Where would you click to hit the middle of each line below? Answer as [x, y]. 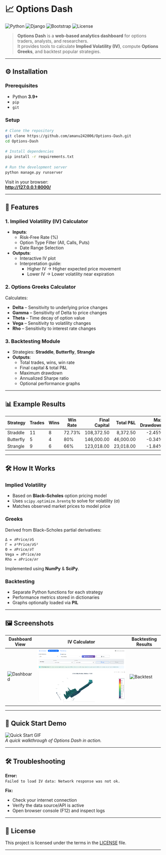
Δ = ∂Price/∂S [20, 540]
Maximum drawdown [41, 373]
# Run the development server [36, 167]
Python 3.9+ [25, 96]
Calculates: [17, 298]
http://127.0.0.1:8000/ [28, 187]
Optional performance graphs [50, 384]
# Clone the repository [30, 131]
